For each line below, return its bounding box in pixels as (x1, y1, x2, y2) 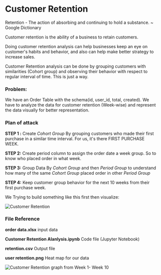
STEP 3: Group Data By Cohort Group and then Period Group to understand (5, 165, 157, 171)
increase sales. (5, 54, 36, 59)
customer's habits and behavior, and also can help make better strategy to (5, 49, 154, 55)
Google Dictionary (5, 24, 41, 30)
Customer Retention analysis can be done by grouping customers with (5, 63, 146, 69)
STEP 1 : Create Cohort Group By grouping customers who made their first (5, 130, 154, 136)
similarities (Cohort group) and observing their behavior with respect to (5, 68, 148, 74)
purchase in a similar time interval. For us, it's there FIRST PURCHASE (5, 135, 145, 142)
